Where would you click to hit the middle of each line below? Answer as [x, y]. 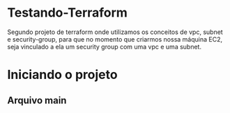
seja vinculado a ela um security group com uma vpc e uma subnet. [105, 46]
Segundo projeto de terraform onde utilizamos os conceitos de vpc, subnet [115, 32]
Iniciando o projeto [62, 75]
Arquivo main [37, 100]
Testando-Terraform [67, 13]
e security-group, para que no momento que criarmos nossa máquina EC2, [115, 39]
